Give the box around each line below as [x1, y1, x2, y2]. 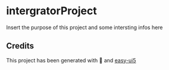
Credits [6, 41, 35, 51]
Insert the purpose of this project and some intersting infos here [6, 24, 163, 31]
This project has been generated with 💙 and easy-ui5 [6, 56, 136, 63]
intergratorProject [6, 4, 97, 18]
